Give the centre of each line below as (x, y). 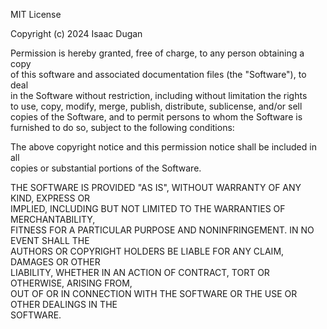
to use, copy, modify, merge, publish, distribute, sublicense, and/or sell (156, 106)
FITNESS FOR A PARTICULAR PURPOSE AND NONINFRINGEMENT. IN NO (162, 230)
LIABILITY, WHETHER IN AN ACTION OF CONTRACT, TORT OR (140, 272)
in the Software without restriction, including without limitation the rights (159, 95)
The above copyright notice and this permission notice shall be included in (163, 147)
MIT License (36, 14)
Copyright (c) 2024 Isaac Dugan (76, 33)
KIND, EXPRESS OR (50, 198)
